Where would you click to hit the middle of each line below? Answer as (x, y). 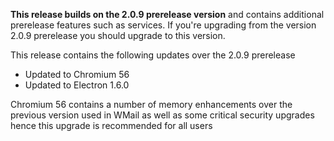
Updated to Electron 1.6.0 (77, 85)
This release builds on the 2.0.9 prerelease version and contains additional (167, 14)
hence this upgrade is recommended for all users (111, 125)
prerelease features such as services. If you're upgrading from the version (163, 25)
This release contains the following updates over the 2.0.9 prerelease (153, 55)
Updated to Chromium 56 (77, 74)
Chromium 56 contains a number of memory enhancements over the (151, 104)
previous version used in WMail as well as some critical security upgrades (162, 115)
